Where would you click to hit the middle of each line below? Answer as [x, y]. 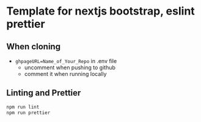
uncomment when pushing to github [70, 67]
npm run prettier [28, 113]
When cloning [34, 46]
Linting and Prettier [44, 93]
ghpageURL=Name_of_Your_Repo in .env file [66, 61]
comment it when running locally [65, 74]
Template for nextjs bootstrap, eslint [101, 11]
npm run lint [23, 107]
